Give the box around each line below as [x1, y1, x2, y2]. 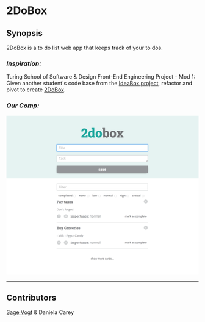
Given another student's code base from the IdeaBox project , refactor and [6, 80, 193, 87]
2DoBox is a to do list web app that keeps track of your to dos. [6, 44, 163, 51]
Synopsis [6, 28, 43, 38]
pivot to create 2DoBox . [6, 86, 66, 93]
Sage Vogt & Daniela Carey [6, 309, 74, 316]
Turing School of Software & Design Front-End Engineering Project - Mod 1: [6, 73, 196, 80]
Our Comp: [6, 101, 40, 110]
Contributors [6, 292, 57, 302]
